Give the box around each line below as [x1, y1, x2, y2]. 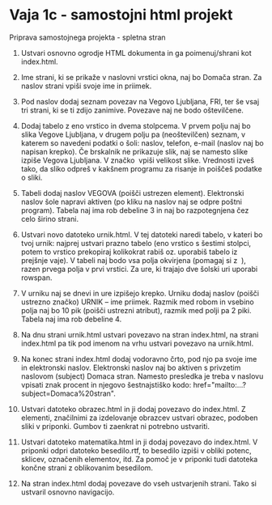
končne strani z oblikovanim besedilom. [20, 463, 153, 473]
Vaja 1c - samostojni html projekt [9, 6, 233, 24]
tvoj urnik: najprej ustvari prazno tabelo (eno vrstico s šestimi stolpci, [20, 238, 252, 248]
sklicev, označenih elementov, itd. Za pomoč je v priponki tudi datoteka [20, 454, 258, 464]
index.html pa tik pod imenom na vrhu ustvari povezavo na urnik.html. [20, 338, 254, 348]
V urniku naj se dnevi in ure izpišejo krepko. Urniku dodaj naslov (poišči [20, 288, 260, 298]
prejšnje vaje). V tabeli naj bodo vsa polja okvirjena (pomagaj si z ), [20, 255, 246, 265]
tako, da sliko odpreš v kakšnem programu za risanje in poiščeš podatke [20, 163, 262, 173]
